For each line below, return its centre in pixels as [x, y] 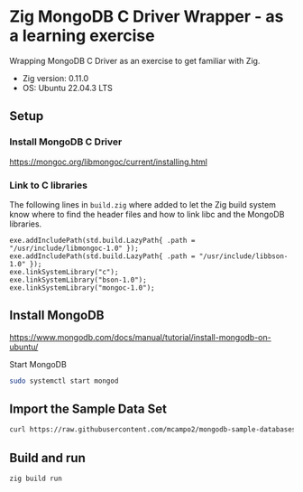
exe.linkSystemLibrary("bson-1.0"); [78, 280]
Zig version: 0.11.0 [55, 78]
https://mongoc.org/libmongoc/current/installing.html [108, 162]
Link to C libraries [49, 185]
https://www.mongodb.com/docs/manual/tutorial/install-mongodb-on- [141, 337]
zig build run [36, 479]
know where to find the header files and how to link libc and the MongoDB [147, 214]
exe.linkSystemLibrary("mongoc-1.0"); [82, 288]
